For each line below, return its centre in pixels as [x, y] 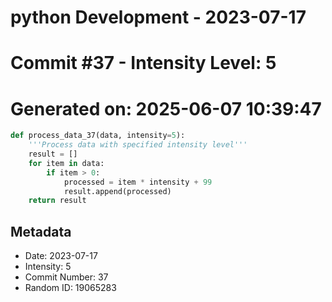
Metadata [41, 231]
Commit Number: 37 [66, 277]
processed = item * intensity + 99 [138, 182]
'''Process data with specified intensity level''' [138, 145]
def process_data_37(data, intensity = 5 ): [98, 136]
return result [57, 201]
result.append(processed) [117, 191]
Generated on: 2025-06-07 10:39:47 [166, 108]
